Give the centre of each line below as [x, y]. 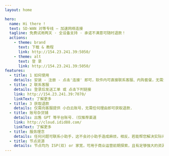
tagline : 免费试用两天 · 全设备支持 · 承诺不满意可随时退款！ [68, 33]
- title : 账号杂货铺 [29, 113]
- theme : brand [30, 43]
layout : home [18, 10]
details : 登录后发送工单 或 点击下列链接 [52, 89]
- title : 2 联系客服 [29, 85]
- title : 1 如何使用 [29, 75]
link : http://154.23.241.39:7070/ [50, 94]
